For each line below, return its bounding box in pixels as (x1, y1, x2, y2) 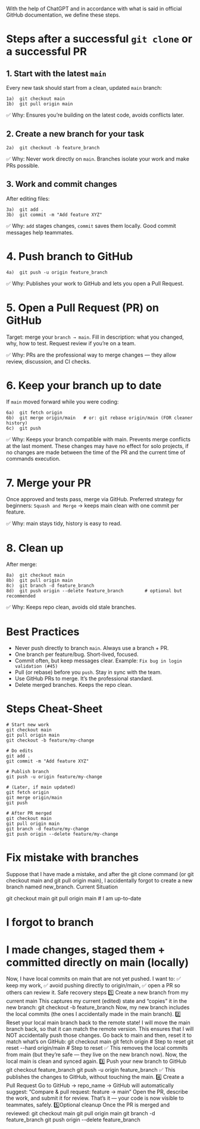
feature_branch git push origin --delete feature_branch (6, 1116, 141, 1124)
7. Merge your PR (6, 476, 91, 490)
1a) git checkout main (6, 96, 65, 102)
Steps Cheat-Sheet (6, 702, 103, 716)
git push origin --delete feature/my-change (6, 831, 118, 837)
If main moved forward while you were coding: (6, 398, 119, 405)
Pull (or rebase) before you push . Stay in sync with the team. (14, 669, 162, 676)
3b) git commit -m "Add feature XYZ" (6, 211, 102, 218)
